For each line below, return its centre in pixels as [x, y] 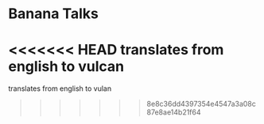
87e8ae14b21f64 [174, 112]
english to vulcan [66, 67]
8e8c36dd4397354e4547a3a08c [202, 104]
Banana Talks [54, 14]
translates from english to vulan [60, 88]
